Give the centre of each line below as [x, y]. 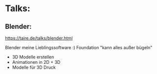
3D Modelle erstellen [33, 57]
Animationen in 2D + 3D [36, 62]
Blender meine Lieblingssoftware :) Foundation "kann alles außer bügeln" [79, 47]
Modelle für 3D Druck [34, 67]
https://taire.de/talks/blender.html [39, 38]
